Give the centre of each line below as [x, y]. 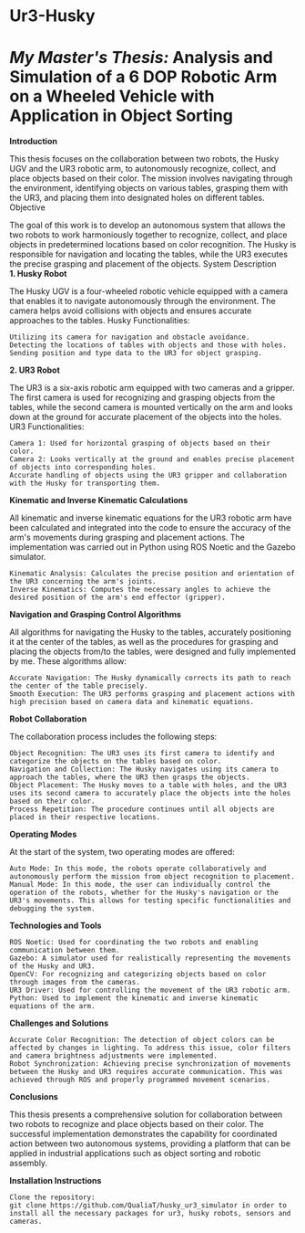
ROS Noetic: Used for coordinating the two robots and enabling [134, 943]
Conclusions [34, 1097]
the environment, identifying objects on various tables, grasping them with [149, 188]
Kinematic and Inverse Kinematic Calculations [99, 501]
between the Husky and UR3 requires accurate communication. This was [146, 1072]
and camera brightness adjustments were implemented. [114, 1056]
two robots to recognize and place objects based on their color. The [137, 1124]
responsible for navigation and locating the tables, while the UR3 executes [149, 254]
